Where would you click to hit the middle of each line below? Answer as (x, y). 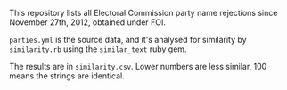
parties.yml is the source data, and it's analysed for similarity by (128, 40)
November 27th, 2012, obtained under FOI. (88, 22)
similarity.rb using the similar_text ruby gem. (98, 49)
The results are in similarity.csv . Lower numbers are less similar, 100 (138, 66)
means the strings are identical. (67, 76)
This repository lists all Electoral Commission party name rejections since (143, 13)
